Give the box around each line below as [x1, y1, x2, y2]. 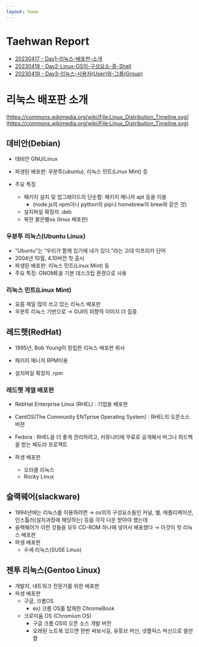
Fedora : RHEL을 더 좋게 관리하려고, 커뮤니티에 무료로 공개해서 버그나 [14, 434, 178, 441]
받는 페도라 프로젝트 [21, 441, 68, 448]
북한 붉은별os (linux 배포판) [23, 216, 88, 223]
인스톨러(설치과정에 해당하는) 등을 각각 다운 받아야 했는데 [14, 516, 148, 523]
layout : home [6, 8, 39, 15]
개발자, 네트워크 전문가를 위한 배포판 [14, 582, 99, 589]
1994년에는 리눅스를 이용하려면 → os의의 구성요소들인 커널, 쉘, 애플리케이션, [14, 508, 194, 516]
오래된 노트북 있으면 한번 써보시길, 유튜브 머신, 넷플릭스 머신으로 [32, 627, 182, 634]
